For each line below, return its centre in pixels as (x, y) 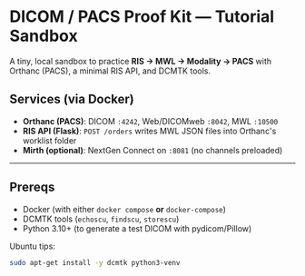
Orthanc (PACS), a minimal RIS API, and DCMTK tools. (110, 71)
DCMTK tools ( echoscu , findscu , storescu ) (101, 219)
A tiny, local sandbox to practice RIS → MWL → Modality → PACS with (141, 61)
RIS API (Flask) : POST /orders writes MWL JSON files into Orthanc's (149, 131)
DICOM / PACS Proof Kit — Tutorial (142, 17)
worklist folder (49, 140)
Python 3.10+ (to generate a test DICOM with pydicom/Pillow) (137, 228)
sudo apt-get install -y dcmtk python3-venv (95, 262)
